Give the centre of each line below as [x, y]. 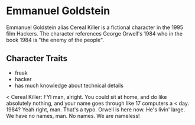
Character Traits [37, 58]
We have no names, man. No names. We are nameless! [73, 116]
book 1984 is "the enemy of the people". [55, 40]
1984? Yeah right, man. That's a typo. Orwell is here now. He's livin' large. [95, 109]
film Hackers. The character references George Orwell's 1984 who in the [95, 33]
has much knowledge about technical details [69, 85]
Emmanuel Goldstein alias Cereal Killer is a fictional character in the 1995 [95, 27]
